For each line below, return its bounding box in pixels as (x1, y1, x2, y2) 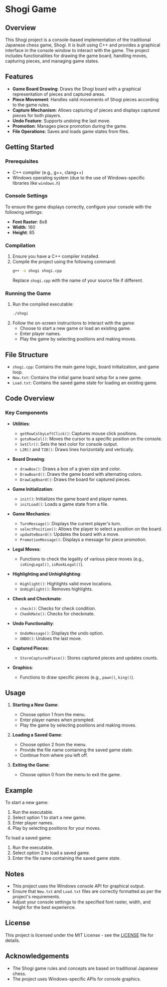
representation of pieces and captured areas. (12, 91, 106, 97)
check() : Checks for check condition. (19, 605, 96, 611)
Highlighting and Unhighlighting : (12, 571, 82, 577)
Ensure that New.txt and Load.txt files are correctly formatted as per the (12, 888, 162, 894)
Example (5, 786, 33, 795)
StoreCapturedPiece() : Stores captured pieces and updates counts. (19, 654, 159, 661)
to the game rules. (12, 102, 50, 108)
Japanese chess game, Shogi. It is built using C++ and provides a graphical (5, 42, 161, 48)
